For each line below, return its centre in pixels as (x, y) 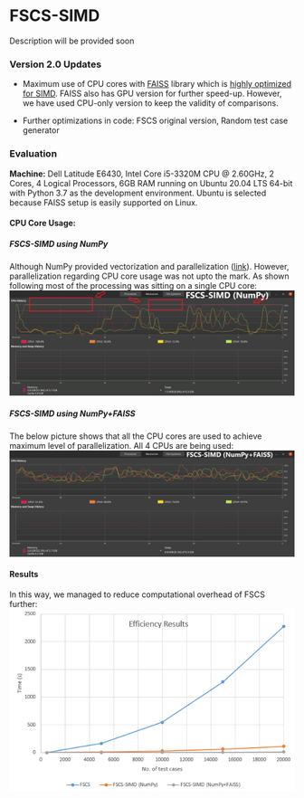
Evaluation (33, 154)
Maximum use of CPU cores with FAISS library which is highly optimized (157, 84)
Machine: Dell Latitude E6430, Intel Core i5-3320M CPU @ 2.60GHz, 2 (142, 174)
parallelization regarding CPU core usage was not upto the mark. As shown (149, 276)
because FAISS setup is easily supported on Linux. (104, 202)
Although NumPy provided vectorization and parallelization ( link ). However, (149, 267)
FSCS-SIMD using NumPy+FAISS (72, 413)
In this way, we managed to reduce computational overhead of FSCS (137, 594)
